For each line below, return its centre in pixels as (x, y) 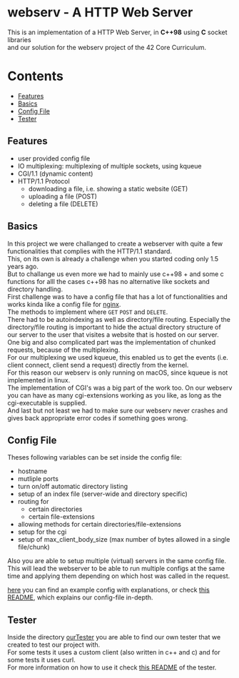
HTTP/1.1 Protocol (44, 181)
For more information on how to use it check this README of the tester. (112, 667)
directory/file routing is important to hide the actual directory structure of (114, 327)
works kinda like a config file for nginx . (64, 304)
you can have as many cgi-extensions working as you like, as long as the (115, 395)
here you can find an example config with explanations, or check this (109, 590)
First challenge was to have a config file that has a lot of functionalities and (118, 296)
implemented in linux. (39, 380)
